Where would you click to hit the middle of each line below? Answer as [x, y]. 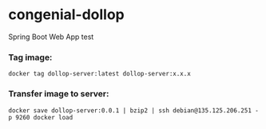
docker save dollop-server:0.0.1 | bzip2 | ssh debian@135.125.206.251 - [134, 110]
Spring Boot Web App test [51, 37]
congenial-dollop [67, 15]
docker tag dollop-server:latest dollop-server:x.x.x [100, 74]
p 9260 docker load [41, 117]
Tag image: [30, 57]
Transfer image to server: [59, 94]
